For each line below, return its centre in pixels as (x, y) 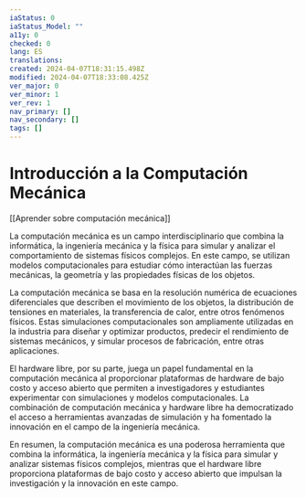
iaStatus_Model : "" (47, 26)
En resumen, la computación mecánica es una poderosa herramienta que (148, 444)
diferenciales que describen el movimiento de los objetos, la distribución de (152, 302)
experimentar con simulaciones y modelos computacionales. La (129, 397)
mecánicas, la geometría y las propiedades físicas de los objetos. (132, 274)
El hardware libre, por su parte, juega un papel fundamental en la (132, 368)
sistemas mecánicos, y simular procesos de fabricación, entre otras (137, 341)
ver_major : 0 (34, 86)
